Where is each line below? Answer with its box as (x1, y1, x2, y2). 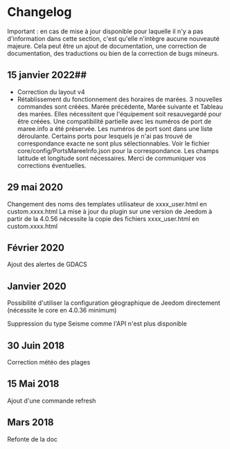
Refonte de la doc (7, 434, 57, 443)
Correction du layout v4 (17, 87, 85, 96)
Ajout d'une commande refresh (7, 396, 96, 405)
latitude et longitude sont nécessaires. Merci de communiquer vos (17, 154, 206, 162)
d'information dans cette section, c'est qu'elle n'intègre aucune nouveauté (7, 34, 220, 42)
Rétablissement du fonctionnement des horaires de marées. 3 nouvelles (17, 95, 223, 103)
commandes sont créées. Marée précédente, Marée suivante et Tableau (17, 102, 223, 111)
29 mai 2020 (7, 182, 64, 193)
